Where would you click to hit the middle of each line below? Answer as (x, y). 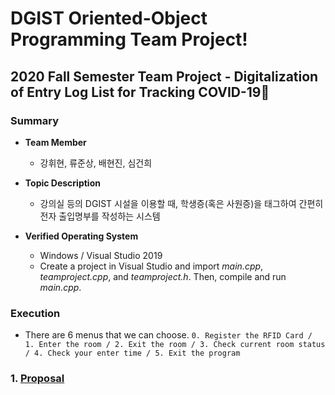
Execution (35, 313)
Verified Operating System (81, 236)
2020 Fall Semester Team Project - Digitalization (164, 76)
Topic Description (62, 183)
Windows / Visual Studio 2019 (101, 255)
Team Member (55, 142)
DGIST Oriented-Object (109, 18)
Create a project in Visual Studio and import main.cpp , (151, 266)
